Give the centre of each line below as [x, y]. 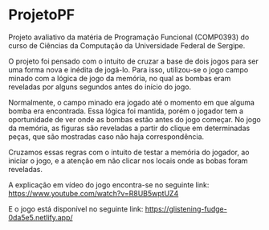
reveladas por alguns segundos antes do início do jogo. [100, 87]
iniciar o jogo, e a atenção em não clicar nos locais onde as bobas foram [128, 160]
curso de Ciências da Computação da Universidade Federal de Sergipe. [127, 45]
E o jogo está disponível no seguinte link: [76, 209]
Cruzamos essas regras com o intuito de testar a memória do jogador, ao [129, 152]
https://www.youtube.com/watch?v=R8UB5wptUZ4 [94, 193]
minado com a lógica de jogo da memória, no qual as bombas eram [120, 78]
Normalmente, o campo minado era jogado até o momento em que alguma [132, 102]
